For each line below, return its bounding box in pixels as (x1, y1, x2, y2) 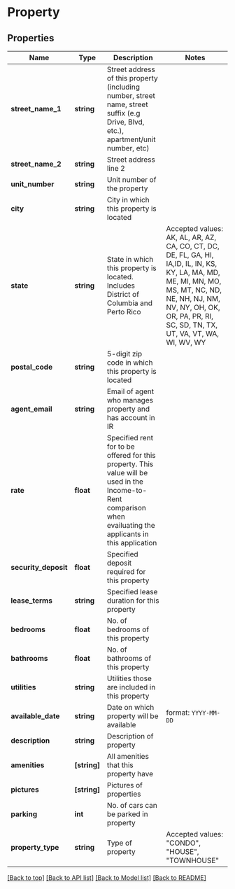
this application (106, 538, 157, 547)
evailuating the (106, 521, 155, 530)
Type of (106, 838, 133, 848)
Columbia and (106, 298, 152, 308)
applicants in (106, 529, 149, 539)
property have (106, 769, 154, 778)
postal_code (10, 362, 53, 372)
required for (106, 567, 146, 576)
